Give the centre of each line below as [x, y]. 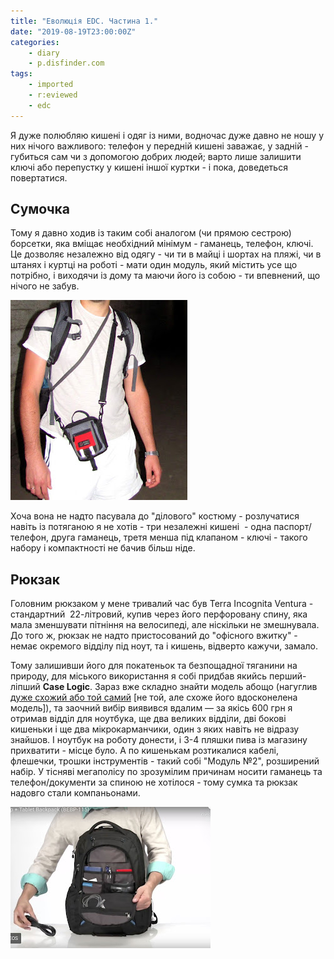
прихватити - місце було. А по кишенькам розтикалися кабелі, [144, 751]
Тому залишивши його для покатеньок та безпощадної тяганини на [154, 666]
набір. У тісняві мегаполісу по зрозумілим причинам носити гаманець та [166, 772]
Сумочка [40, 209]
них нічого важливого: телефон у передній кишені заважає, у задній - [159, 146]
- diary [44, 53]
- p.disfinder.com [66, 63]
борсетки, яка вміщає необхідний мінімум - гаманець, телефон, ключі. [162, 244]
